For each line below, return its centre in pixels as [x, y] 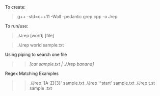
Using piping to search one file [36, 54]
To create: [15, 7]
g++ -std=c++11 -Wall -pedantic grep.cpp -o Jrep [67, 16]
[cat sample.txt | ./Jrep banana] [62, 64]
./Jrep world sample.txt [40, 45]
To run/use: [17, 26]
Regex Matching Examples [32, 73]
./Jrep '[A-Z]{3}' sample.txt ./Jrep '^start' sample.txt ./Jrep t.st [92, 83]
